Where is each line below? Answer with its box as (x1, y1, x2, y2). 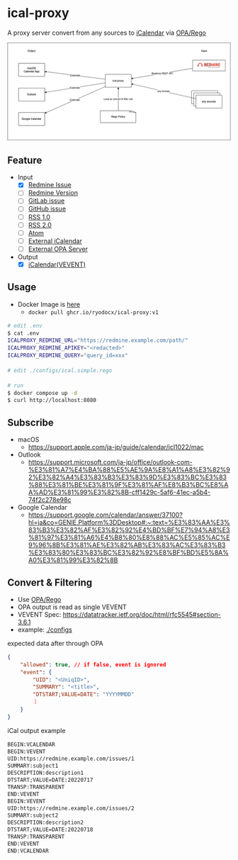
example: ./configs (17, 625, 72, 634)
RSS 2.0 (28, 220, 52, 229)
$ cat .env (7, 330, 40, 337)
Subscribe (7, 416, 55, 428)
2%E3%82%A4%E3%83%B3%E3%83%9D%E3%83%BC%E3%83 (28, 473, 227, 481)
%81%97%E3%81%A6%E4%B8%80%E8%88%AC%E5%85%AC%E (28, 533, 230, 542)
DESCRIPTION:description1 (7, 769, 84, 776)
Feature (7, 154, 42, 166)
